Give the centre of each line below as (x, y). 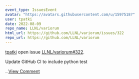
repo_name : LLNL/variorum (32, 28)
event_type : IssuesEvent (31, 10)
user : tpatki (19, 19)
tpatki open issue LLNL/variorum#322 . (45, 52)
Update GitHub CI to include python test (46, 61)
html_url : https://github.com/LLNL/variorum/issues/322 (64, 33)
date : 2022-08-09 (23, 24)
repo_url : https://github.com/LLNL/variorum (52, 38)
